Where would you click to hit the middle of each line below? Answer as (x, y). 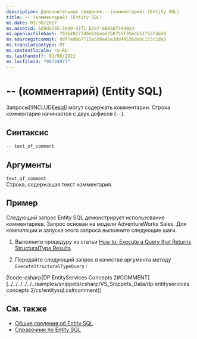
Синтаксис (27, 133)
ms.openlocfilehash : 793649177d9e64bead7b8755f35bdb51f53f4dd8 (86, 34)
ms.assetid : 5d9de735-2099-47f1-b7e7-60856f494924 (70, 28)
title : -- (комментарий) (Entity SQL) (54, 17)
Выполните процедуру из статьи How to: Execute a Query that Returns (103, 241)
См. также (27, 309)
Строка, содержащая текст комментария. (60, 184)
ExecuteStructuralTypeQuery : (51, 266)
